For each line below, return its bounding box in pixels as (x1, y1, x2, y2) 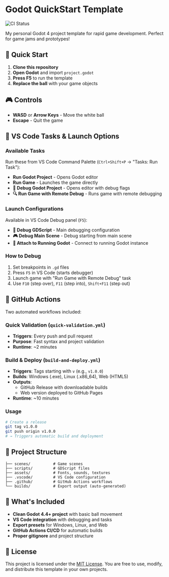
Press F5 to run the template (12, 75, 73, 81)
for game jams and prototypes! (5, 36, 70, 42)
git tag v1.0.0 (5, 424, 38, 429)
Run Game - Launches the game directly (12, 179, 98, 186)
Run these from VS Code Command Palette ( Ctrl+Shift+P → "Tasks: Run (5, 159, 158, 165)
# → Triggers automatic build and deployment (5, 434, 103, 439)
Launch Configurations (5, 205, 64, 213)
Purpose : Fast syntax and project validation (12, 338, 104, 345)
